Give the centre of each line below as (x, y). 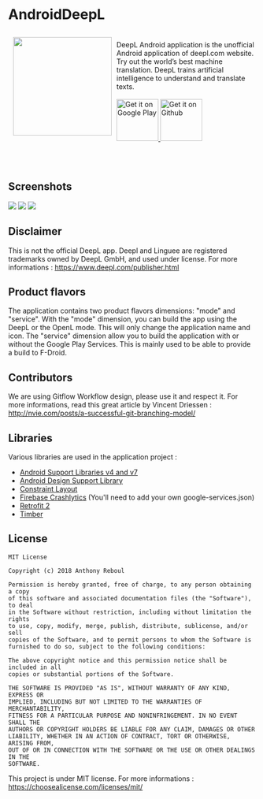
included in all (35, 667)
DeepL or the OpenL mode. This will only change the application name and (129, 328)
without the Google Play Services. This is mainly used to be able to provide (130, 344)
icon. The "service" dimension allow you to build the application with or (124, 336)
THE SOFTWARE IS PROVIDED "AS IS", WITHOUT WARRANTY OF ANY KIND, (119, 688)
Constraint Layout (48, 489)
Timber (31, 514)
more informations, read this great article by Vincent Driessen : (110, 405)
